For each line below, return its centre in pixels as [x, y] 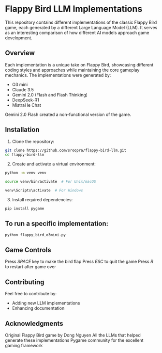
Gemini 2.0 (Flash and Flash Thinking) [50, 95]
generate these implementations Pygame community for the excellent [74, 340]
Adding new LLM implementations [46, 303]
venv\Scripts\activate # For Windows [44, 191]
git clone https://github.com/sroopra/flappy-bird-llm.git [66, 150]
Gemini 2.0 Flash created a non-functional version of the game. [68, 114]
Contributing [25, 282]
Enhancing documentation [38, 308]
